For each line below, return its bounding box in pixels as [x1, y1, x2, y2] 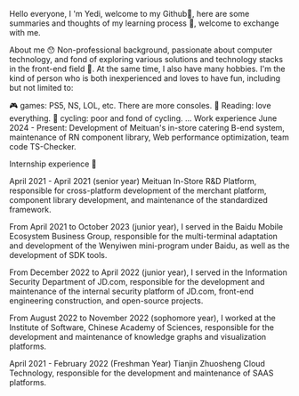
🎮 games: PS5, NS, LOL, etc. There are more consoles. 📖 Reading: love [9, 101, 271, 110]
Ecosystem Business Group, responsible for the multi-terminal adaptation [9, 231, 279, 241]
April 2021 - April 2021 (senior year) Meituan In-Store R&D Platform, [9, 176, 257, 186]
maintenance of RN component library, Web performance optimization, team [9, 132, 289, 142]
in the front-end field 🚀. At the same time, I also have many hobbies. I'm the [9, 63, 286, 74]
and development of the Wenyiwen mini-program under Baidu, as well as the [9, 240, 290, 251]
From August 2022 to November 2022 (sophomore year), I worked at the [9, 312, 276, 323]
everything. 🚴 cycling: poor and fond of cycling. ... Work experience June [9, 113, 278, 124]
